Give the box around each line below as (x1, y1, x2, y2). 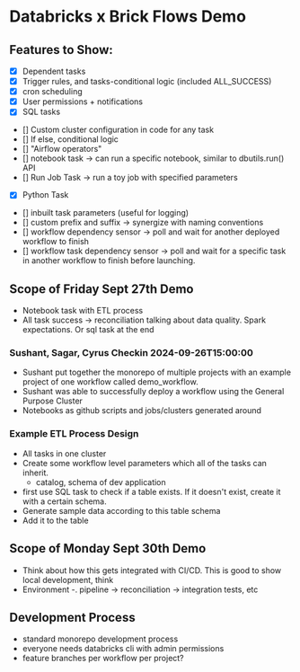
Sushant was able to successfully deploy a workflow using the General (22, 386, 285, 397)
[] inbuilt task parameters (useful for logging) (22, 208, 190, 218)
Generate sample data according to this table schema (22, 505, 221, 516)
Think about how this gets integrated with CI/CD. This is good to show (22, 564, 282, 576)
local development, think (22, 574, 114, 585)
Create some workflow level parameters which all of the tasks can (22, 457, 268, 468)
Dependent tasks (22, 66, 86, 76)
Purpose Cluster (22, 395, 84, 406)
